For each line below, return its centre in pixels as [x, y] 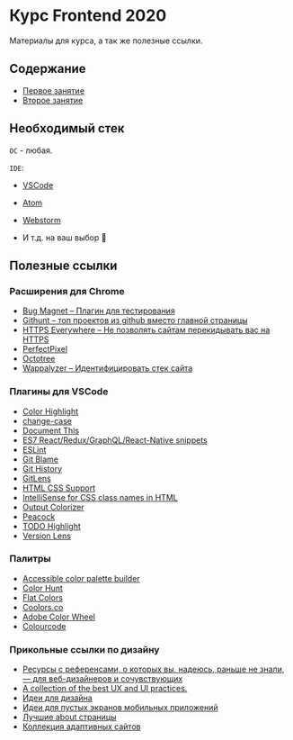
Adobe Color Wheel [59, 617]
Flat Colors [42, 597]
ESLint [34, 449]
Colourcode [44, 626]
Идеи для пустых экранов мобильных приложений [120, 708]
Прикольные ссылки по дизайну [84, 649]
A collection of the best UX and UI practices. [105, 689]
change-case [47, 420]
